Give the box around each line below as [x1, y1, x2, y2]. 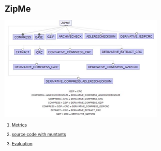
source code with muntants [11, 131, 66, 137]
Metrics [11, 122, 27, 128]
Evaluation [11, 140, 33, 146]
